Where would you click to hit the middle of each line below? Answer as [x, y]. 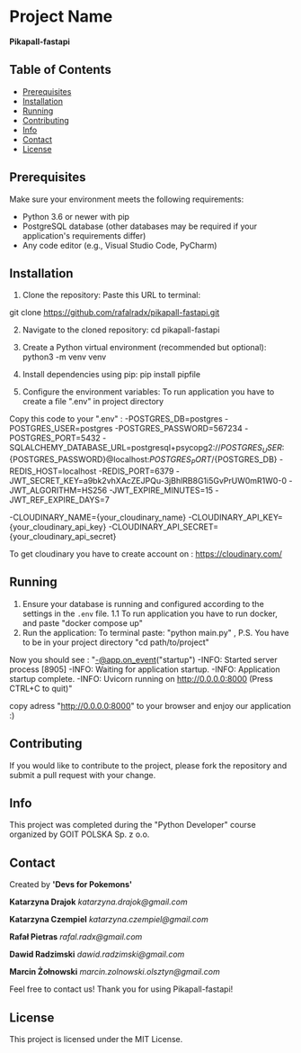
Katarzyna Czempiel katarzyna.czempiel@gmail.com [109, 920]
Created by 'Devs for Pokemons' [71, 885]
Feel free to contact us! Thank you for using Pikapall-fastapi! [121, 989]
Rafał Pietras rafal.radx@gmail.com [76, 937]
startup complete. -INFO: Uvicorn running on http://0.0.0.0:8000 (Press [142, 678]
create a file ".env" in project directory [93, 402]
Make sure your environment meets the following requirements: [127, 199]
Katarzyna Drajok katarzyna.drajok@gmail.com [98, 902]
